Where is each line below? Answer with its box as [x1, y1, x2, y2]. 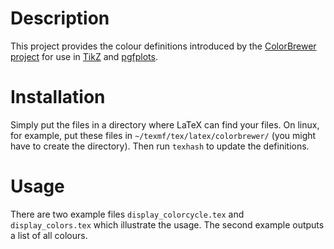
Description [10, 7, 110, 30]
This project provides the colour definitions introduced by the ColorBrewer [10, 40, 317, 52]
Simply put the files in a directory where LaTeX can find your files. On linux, [10, 118, 320, 131]
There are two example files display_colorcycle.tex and [10, 208, 245, 220]
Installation [10, 86, 106, 109]
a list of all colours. [10, 229, 88, 241]
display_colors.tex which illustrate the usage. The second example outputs [10, 218, 325, 231]
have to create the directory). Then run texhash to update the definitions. [10, 140, 310, 152]
